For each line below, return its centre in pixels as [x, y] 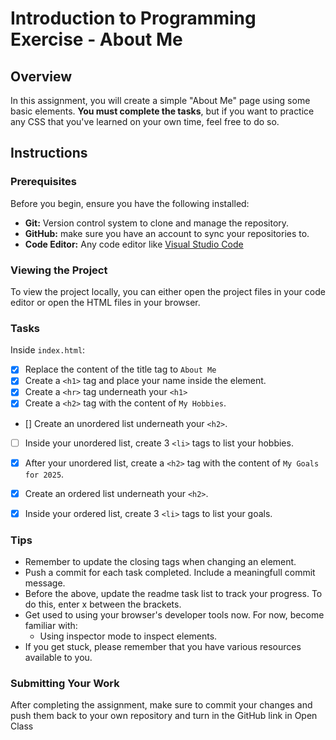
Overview [41, 76]
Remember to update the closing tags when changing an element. [160, 562]
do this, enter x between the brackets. [103, 604]
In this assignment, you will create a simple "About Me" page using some [160, 100]
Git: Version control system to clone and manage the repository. [157, 223]
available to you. [58, 658]
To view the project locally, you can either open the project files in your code [168, 291]
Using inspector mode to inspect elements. [128, 636]
